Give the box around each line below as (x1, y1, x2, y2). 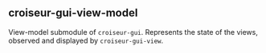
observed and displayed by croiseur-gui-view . (8, 36, 164, 45)
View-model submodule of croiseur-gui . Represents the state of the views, (8, 27, 259, 36)
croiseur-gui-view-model (8, 6, 138, 20)
